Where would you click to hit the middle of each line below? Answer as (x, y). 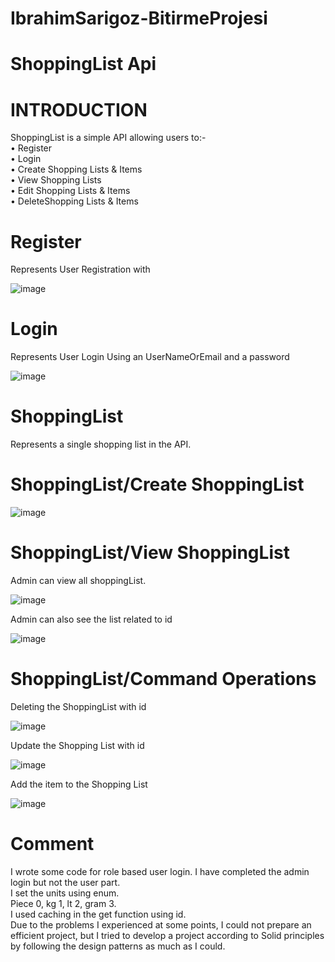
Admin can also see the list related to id (91, 619)
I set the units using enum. (65, 893)
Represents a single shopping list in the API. (101, 444)
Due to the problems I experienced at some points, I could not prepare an (161, 924)
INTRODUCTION (79, 109)
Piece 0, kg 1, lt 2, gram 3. (63, 903)
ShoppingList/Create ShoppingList (157, 484)
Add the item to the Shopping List (79, 784)
